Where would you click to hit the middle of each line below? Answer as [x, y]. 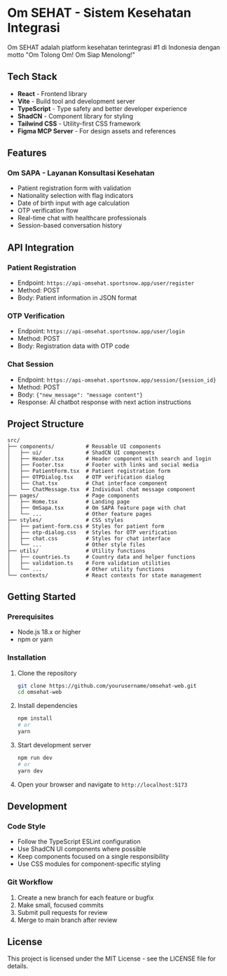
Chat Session [30, 364]
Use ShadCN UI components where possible [82, 849]
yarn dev [30, 771]
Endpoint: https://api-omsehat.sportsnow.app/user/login [101, 331]
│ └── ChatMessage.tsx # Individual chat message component [102, 489]
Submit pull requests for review [62, 912]
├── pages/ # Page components [73, 495]
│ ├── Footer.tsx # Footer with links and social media [103, 464]
